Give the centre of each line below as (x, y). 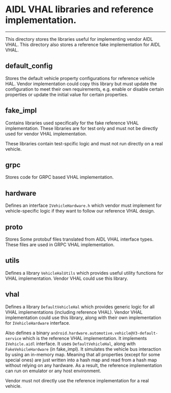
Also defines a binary (27, 333)
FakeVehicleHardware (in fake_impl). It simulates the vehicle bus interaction (83, 349)
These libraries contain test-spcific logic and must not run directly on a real (84, 143)
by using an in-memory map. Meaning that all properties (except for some (83, 354)
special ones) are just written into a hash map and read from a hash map (81, 360)
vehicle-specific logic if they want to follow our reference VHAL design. (80, 211)
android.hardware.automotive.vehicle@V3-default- (104, 333)
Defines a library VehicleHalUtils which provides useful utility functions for (84, 273)
